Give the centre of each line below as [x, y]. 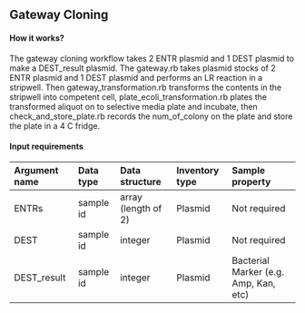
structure [140, 181]
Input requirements [47, 147]
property [251, 181]
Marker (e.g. [257, 271]
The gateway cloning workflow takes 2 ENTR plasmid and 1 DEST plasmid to [152, 58]
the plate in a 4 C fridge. [55, 125]
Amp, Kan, [253, 283]
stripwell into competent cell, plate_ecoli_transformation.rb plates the [138, 97]
